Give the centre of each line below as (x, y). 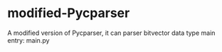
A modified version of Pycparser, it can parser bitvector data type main (111, 33)
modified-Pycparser (69, 13)
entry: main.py (28, 40)
